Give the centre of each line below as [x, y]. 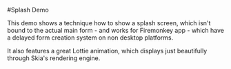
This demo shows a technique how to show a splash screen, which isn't [109, 23]
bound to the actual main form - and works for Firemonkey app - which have [115, 30]
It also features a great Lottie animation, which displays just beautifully [107, 51]
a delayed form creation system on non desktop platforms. [90, 38]
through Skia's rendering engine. [54, 58]
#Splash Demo [28, 10]
